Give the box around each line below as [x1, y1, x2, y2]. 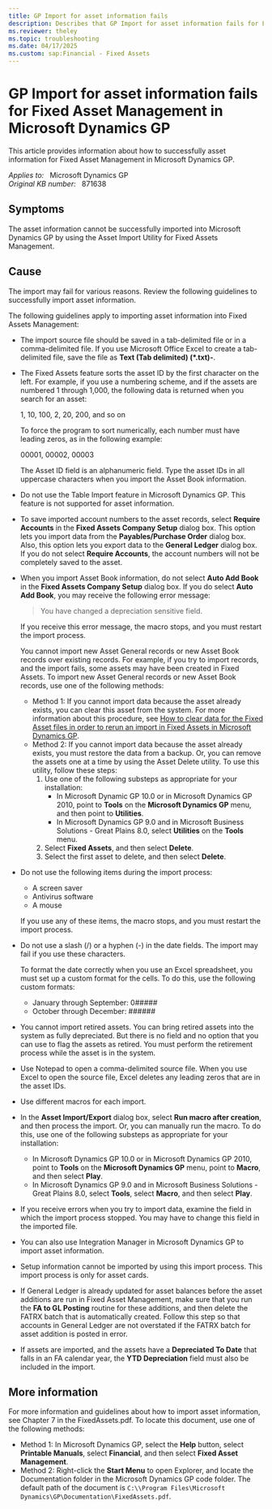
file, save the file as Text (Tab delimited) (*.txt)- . [53, 352, 216, 362]
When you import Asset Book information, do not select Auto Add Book [19, 573, 259, 583]
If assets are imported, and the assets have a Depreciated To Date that [19, 1344, 257, 1354]
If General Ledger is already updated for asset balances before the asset [19, 1286, 263, 1296]
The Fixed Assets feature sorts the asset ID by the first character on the [19, 368, 259, 377]
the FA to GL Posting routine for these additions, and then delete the [19, 1303, 249, 1313]
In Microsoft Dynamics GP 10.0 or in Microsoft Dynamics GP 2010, [32, 1153, 253, 1163]
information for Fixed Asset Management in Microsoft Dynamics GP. [8, 154, 235, 164]
